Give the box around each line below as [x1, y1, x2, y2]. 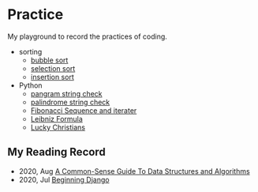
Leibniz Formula [30, 114, 84, 123]
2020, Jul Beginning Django [18, 175, 110, 184]
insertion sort [30, 72, 74, 81]
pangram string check [30, 88, 103, 98]
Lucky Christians [30, 122, 86, 132]
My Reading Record [7, 145, 106, 159]
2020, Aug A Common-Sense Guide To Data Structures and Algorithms [18, 166, 250, 175]
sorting [18, 47, 43, 56]
